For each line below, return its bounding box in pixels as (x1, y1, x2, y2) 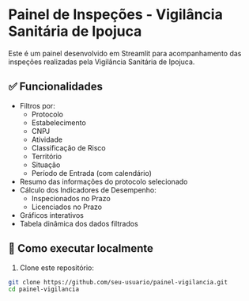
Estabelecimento (31, 117, 87, 128)
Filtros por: (19, 101, 55, 110)
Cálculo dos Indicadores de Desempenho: (19, 185, 157, 195)
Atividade (31, 135, 63, 144)
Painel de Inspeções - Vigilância (8, 6, 223, 24)
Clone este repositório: (19, 263, 95, 272)
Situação (31, 160, 61, 170)
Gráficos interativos (19, 210, 85, 219)
